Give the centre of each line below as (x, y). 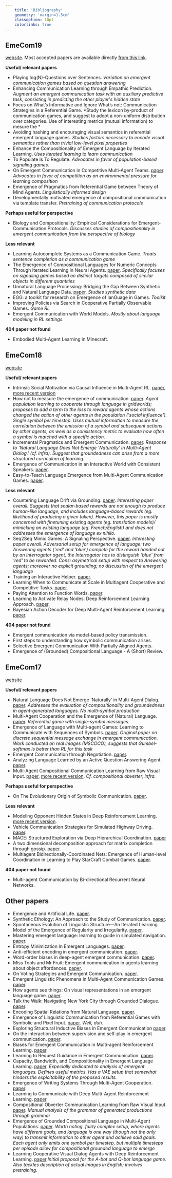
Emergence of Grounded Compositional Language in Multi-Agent (81, 1121)
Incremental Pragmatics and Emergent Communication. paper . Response (90, 442)
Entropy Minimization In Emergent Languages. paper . (69, 946)
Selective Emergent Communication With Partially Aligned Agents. (83, 646)
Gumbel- (148, 743)
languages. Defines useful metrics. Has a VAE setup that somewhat (84, 1072)
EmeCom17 (24, 668)
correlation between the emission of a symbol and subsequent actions (88, 426)
